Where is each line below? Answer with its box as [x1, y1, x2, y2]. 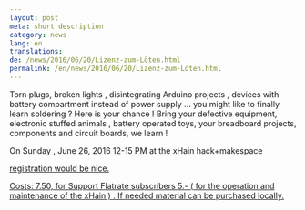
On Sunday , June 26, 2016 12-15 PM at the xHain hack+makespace [9, 145, 263, 155]
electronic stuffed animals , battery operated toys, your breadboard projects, [9, 117, 297, 128]
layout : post [9, 13, 59, 23]
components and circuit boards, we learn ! [9, 127, 168, 138]
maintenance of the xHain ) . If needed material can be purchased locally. [9, 190, 285, 201]
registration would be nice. [9, 163, 110, 174]
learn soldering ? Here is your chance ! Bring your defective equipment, [9, 108, 278, 119]
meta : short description [9, 22, 104, 31]
